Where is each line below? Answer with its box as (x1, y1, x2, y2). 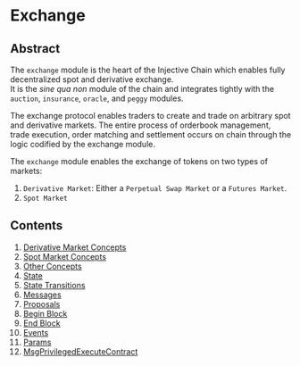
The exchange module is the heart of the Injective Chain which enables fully (10, 64, 286, 75)
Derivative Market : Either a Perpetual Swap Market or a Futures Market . (22, 183, 287, 193)
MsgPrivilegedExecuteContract (22, 345, 138, 357)
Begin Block (22, 308, 68, 319)
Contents (10, 218, 63, 233)
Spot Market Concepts (22, 251, 106, 262)
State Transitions (22, 279, 86, 290)
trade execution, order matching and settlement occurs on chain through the (10, 129, 292, 139)
